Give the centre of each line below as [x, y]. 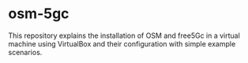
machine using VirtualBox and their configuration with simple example [122, 43]
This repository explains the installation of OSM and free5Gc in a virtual [124, 35]
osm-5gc [39, 14]
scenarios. [25, 52]
